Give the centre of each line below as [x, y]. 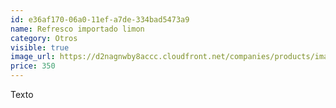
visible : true [40, 47]
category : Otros [44, 38]
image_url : [33, 57]
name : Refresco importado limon [77, 29]
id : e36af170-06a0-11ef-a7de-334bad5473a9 [100, 19]
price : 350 [33, 66]
